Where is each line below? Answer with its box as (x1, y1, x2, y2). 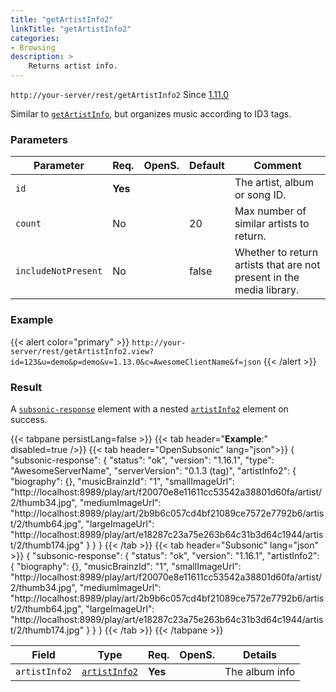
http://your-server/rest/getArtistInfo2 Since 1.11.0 (10, 89, 230, 100)
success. (10, 413, 48, 425)
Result (10, 380, 43, 394)
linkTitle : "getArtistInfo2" (10, 24, 132, 34)
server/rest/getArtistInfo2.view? (10, 346, 155, 356)
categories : (10, 33, 60, 43)
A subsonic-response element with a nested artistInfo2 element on (10, 402, 289, 415)
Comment (253, 159, 302, 173)
